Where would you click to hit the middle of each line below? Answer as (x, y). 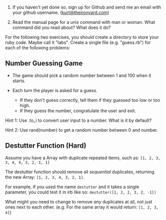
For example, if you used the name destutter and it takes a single (72, 187)
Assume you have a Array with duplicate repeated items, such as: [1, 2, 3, (83, 158)
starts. (19, 81)
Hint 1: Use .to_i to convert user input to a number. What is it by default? (79, 120)
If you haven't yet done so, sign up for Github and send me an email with (87, 7)
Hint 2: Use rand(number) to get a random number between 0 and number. (82, 130)
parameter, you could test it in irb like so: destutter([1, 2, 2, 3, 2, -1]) (81, 192)
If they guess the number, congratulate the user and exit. (78, 110)
